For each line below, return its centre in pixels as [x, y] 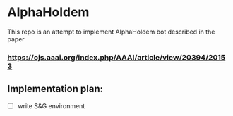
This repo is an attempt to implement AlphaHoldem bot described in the [111, 32]
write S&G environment [51, 105]
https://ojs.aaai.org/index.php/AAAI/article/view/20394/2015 [116, 57]
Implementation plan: [55, 89]
